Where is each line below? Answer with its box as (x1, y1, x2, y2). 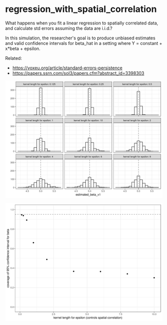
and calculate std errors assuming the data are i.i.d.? (5, 25, 113, 31)
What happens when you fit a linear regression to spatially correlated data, (5, 20, 159, 26)
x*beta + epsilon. (5, 45, 41, 51)
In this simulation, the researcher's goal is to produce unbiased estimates (5, 35, 156, 41)
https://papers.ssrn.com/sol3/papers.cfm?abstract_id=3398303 (12, 70, 145, 76)
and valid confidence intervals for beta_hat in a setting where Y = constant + (5, 40, 163, 46)
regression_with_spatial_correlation (5, 3, 157, 15)
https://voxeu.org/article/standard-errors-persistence (12, 65, 123, 71)
